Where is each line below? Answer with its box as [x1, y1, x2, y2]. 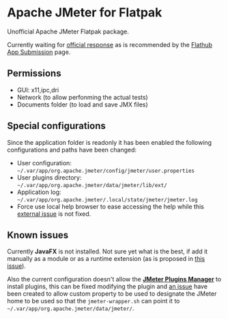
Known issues [7, 229, 69, 240]
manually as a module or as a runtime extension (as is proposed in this [7, 255, 205, 263]
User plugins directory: [16, 173, 82, 182]
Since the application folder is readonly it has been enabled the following [7, 138, 212, 146]
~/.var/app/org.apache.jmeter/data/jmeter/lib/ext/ [16, 182, 167, 189]
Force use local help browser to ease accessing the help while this [16, 202, 205, 210]
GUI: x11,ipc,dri [16, 85, 59, 94]
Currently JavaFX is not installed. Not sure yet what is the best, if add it [7, 247, 208, 255]
